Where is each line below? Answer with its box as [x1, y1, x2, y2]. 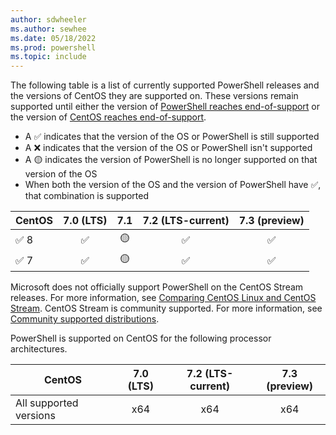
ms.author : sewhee [10, 24, 87, 34]
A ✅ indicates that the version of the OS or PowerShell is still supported [24, 131, 320, 143]
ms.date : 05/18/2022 [10, 33, 97, 43]
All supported [15, 396, 79, 410]
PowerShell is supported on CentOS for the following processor [10, 332, 272, 345]
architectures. [10, 343, 68, 355]
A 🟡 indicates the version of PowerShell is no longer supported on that [24, 154, 318, 166]
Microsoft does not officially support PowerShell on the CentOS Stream [10, 281, 304, 293]
